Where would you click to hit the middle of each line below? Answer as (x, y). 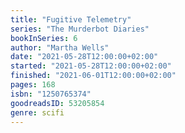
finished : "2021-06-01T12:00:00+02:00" (93, 76)
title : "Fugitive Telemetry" (71, 19)
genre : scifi (37, 112)
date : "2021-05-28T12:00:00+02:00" (84, 57)
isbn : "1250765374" (51, 94)
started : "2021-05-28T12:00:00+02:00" (91, 66)
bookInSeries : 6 (44, 38)
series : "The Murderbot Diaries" (80, 29)
